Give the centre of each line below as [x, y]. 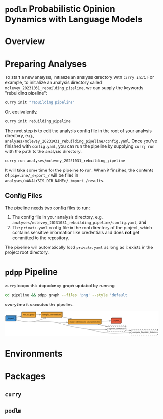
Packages [26, 376]
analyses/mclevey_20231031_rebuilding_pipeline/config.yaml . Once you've [81, 141]
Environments [34, 354]
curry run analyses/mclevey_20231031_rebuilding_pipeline [65, 161]
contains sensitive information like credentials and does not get [76, 232]
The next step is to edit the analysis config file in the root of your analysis [79, 131]
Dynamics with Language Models [74, 19]
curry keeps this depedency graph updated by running [60, 286]
